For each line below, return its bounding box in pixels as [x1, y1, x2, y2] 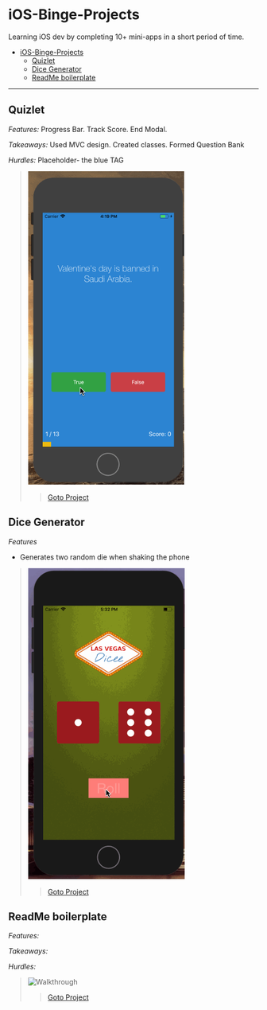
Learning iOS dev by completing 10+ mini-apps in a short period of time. [8, 32, 245, 41]
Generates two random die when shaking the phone [19, 552, 190, 562]
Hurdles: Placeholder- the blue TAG [8, 155, 125, 165]
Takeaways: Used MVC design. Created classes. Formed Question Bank [8, 139, 245, 149]
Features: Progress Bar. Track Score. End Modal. [8, 124, 168, 134]
